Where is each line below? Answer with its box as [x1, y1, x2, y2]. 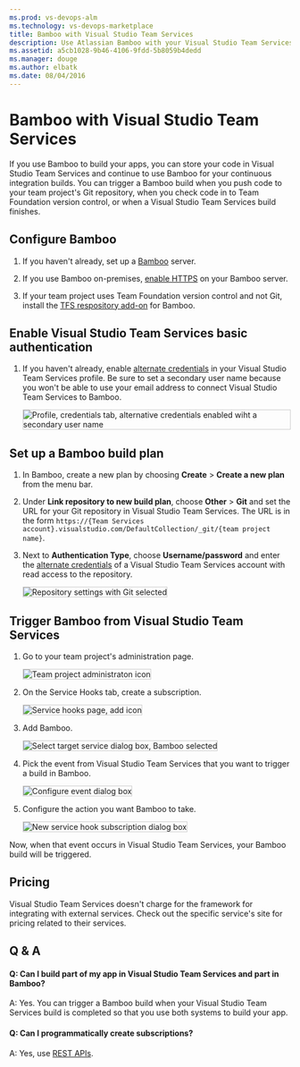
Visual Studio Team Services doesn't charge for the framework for [9, 898, 254, 909]
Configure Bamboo [9, 232, 117, 247]
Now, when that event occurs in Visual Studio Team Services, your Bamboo [9, 839, 287, 850]
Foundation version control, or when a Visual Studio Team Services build [9, 196, 277, 207]
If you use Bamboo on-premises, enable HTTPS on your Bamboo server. [21, 273, 288, 284]
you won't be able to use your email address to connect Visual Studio [21, 382, 278, 394]
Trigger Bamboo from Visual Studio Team [9, 614, 244, 629]
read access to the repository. [21, 569, 133, 580]
